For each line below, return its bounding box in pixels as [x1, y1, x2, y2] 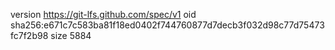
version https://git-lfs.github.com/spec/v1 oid [10, 9, 197, 20]
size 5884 [50, 30, 92, 41]
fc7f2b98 [10, 30, 49, 41]
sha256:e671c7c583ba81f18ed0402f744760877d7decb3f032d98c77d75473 [10, 19, 325, 31]
